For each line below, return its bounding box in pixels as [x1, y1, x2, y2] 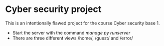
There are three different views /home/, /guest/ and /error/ [12, 35, 133, 41]
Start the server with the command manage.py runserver [12, 29, 130, 35]
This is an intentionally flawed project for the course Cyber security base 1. [5, 20, 160, 26]
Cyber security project [5, 3, 102, 15]
